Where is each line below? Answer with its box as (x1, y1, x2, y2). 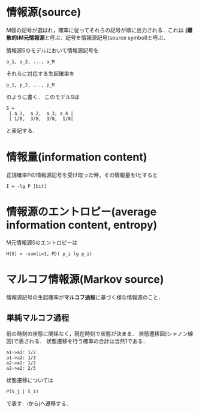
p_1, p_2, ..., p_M (6, 82, 55, 88)
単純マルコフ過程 (6, 313, 70, 323)
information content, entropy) (6, 219, 158, 232)
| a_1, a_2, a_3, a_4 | (8, 110, 74, 116)
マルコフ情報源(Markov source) (6, 273, 164, 286)
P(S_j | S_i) (6, 388, 39, 394)
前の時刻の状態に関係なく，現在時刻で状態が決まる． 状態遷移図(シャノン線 (6, 330, 194, 337)
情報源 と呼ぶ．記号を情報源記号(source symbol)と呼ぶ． (29, 34, 169, 41)
